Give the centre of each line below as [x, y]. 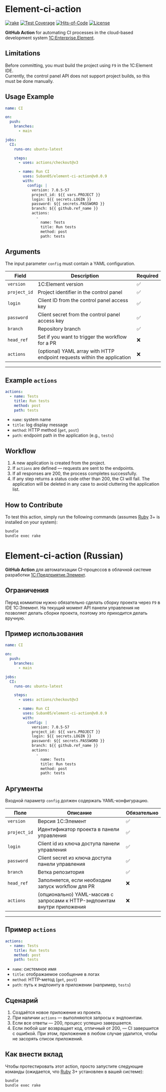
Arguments [23, 252]
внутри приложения [62, 907]
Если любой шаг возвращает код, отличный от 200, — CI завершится [85, 1028]
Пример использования [44, 634]
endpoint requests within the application [84, 357]
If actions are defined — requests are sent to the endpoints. [73, 468]
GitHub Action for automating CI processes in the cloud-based [69, 32]
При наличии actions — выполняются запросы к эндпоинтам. [78, 1018]
